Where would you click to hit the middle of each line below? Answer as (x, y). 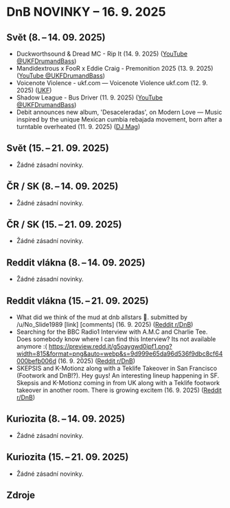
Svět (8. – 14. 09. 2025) (56, 37)
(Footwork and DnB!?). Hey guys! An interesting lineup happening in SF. (118, 376)
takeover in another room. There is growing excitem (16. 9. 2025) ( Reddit (119, 390)
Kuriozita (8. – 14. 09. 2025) (66, 419)
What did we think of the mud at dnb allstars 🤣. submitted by (102, 317)
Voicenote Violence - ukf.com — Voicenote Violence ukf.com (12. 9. (112, 83)
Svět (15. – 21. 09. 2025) (58, 148)
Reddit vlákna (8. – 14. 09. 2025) (76, 263)
